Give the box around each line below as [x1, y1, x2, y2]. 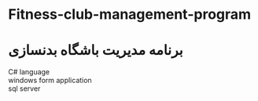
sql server [8, 84, 41, 93]
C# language [8, 67, 50, 77]
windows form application [8, 76, 92, 85]
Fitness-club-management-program [8, 5, 252, 23]
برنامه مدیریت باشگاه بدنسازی [8, 41, 183, 60]
